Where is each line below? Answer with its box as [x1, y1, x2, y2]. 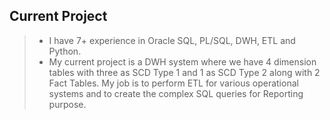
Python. [48, 45, 82, 57]
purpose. [48, 98, 87, 110]
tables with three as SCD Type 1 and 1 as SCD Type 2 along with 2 [48, 66, 321, 78]
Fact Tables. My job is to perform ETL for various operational [48, 77, 299, 89]
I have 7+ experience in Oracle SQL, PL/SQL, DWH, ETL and [48, 34, 296, 46]
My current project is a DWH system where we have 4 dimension [48, 55, 317, 68]
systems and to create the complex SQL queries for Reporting [48, 87, 304, 99]
